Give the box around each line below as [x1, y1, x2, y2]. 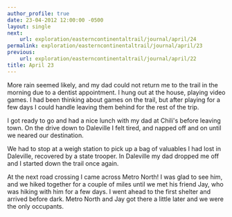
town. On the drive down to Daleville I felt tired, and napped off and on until [7, 123, 222, 132]
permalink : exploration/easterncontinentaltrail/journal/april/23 [7, 42, 203, 49]
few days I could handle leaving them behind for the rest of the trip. [7, 103, 199, 111]
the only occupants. [7, 202, 64, 210]
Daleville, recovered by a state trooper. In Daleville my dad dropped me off [7, 152, 220, 160]
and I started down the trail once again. [7, 159, 119, 167]
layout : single [7, 23, 51, 30]
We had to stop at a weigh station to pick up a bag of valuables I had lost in [7, 144, 222, 153]
